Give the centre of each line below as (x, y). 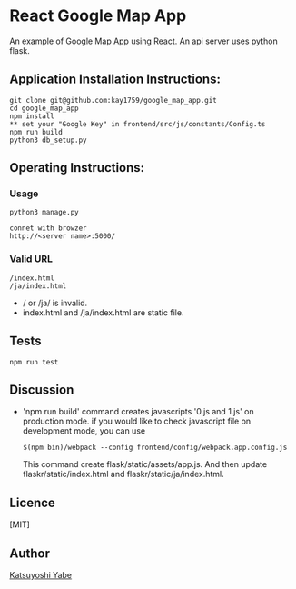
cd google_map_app (44, 108)
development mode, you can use (84, 431)
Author (30, 553)
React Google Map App (98, 16)
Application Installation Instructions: (115, 80)
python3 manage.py (44, 213)
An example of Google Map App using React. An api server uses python (144, 41)
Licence (33, 502)
